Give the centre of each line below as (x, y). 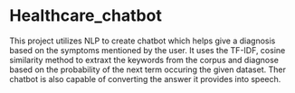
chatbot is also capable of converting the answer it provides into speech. (145, 79)
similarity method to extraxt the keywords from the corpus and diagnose (144, 60)
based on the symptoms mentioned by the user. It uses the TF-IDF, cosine (147, 50)
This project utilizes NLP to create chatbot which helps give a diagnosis (143, 41)
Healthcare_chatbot (86, 16)
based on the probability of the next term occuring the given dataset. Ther (148, 70)
